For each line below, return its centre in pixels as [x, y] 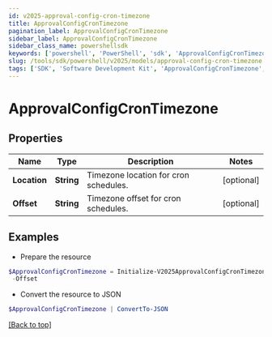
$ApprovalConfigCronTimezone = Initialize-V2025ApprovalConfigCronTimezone [139, 271]
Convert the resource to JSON [70, 294]
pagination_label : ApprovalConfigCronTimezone [88, 31]
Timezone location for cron [138, 175]
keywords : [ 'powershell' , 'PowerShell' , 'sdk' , [90, 53]
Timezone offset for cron [134, 198]
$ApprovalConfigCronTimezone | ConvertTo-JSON [88, 309]
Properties [36, 139]
